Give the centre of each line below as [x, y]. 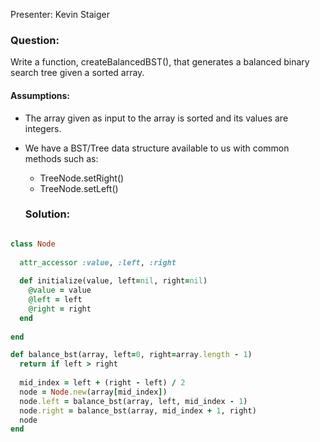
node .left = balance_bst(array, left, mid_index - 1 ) [133, 401]
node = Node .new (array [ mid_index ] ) [93, 392]
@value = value [60, 290]
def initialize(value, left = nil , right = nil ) [113, 281]
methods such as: [61, 158]
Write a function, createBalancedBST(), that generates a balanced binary [160, 62]
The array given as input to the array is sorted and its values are [156, 118]
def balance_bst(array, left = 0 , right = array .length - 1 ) [131, 355]
